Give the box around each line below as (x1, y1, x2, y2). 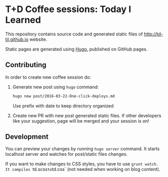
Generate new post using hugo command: (12, 84, 99, 90)
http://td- (144, 31, 163, 37)
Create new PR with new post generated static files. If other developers (12, 112, 161, 119)
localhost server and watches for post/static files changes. (5, 151, 128, 157)
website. (29, 36, 48, 42)
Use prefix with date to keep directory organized (12, 102, 114, 109)
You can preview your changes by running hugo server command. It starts (5, 146, 160, 152)
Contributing (5, 61, 47, 69)
